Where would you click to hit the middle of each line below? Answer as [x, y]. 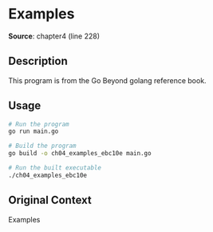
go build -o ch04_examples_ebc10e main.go [80, 154]
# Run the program [39, 124]
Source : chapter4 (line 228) [54, 36]
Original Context [50, 200]
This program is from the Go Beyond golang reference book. [107, 80]
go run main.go [34, 132]
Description [38, 61]
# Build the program [43, 146]
